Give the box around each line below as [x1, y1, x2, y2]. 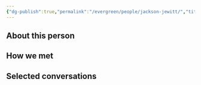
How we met [6, 51, 54, 61]
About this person [6, 31, 75, 41]
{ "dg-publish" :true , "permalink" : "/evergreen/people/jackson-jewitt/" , [6, 8, 186, 15]
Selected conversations [6, 71, 97, 81]
